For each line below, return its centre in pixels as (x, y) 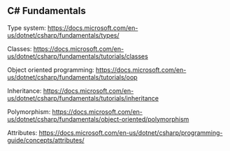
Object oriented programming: (51, 70)
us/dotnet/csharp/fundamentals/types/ (64, 35)
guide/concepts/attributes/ (46, 140)
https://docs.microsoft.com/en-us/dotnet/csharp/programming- (131, 132)
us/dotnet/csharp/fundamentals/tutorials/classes (78, 56)
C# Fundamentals (46, 11)
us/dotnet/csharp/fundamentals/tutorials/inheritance (83, 98)
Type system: (27, 28)
